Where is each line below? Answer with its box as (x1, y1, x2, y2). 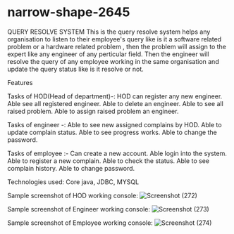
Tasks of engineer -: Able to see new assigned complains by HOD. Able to (7, 120, 222, 129)
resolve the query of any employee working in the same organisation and (7, 57, 220, 65)
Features (7, 78, 33, 86)
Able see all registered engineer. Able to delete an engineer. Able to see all (7, 99, 223, 108)
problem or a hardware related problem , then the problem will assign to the (7, 42, 227, 51)
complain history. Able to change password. (7, 164, 135, 172)
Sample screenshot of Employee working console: (7, 219, 153, 227)
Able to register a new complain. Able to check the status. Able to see (7, 156, 210, 165)
